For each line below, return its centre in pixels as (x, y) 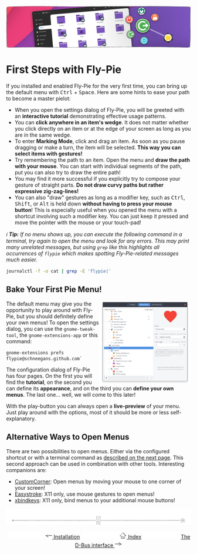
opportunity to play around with (44, 310)
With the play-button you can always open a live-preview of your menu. (93, 406)
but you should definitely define (55, 316)
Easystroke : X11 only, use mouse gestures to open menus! (84, 494)
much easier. (22, 260)
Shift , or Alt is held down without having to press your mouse (93, 204)
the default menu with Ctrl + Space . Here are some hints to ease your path (98, 92)
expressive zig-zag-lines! (47, 191)
